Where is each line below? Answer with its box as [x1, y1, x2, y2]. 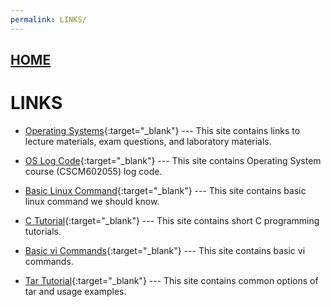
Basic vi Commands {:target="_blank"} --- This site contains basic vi [24, 244, 306, 256]
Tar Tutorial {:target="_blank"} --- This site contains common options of [24, 274, 319, 286]
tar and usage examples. [24, 285, 127, 297]
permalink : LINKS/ [10, 14, 87, 25]
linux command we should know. [24, 195, 160, 207]
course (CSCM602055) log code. [24, 165, 163, 177]
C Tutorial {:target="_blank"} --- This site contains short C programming [24, 214, 320, 226]
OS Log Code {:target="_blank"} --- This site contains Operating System [24, 154, 322, 166]
